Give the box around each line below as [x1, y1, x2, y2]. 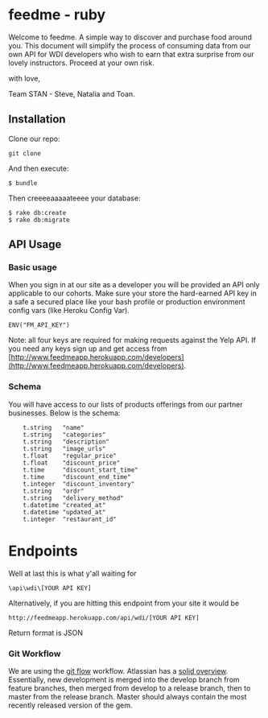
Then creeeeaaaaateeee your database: [8, 193, 141, 203]
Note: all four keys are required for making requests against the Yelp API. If [8, 336, 256, 345]
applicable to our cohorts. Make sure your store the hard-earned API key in [8, 288, 258, 299]
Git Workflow [8, 648, 61, 659]
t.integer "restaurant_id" [23, 515, 117, 523]
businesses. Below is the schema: [8, 408, 121, 418]
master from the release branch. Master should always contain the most [8, 691, 247, 701]
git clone [8, 149, 42, 158]
